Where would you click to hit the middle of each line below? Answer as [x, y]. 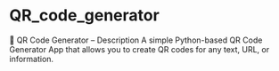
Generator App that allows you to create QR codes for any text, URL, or [139, 49]
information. [32, 59]
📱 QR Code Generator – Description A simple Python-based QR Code [136, 40]
